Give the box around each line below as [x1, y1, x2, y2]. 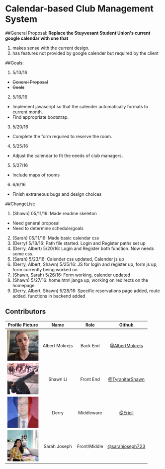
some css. [12, 250, 34, 256]
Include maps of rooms [12, 172, 60, 178]
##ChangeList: [5, 201, 36, 207]
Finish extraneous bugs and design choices [12, 191, 102, 197]
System [5, 13, 38, 25]
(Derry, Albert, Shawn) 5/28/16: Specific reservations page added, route [12, 288, 160, 294]
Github [119, 322, 134, 328]
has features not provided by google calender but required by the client [12, 50, 159, 56]
